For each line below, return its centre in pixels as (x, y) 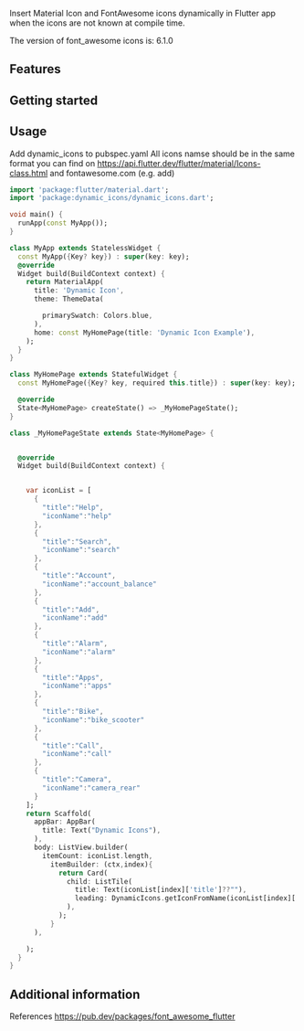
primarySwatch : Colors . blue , (98, 316)
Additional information (75, 994)
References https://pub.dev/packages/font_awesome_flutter (122, 1016)
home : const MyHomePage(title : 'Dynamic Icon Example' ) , (144, 333)
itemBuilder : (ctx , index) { (101, 864)
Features (35, 69)
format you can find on (52, 163)
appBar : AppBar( (64, 822)
